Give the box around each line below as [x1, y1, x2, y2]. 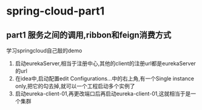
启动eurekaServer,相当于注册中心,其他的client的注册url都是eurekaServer [15, 60, 196, 67]
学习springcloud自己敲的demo [6, 47, 82, 54]
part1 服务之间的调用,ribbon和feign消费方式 [6, 30, 172, 40]
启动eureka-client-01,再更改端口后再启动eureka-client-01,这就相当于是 [15, 90, 191, 97]
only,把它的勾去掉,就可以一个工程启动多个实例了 [15, 83, 135, 89]
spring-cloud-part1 [6, 4, 105, 18]
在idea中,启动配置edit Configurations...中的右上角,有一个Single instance [15, 75, 194, 82]
